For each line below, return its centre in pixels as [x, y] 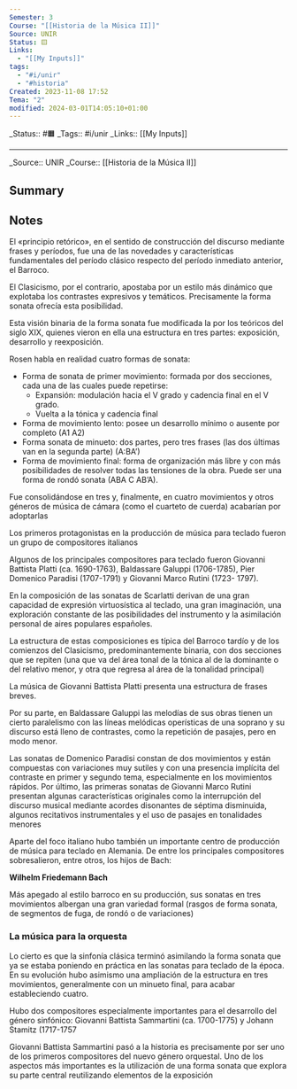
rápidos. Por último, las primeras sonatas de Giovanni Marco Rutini [130, 787]
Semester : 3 [31, 17]
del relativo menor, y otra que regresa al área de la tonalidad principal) [137, 669]
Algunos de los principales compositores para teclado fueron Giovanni [137, 560]
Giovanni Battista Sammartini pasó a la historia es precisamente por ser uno [147, 1046]
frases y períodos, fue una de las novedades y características [122, 251]
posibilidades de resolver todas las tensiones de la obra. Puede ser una [152, 471]
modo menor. [34, 742]
